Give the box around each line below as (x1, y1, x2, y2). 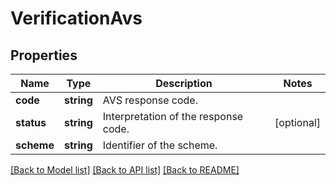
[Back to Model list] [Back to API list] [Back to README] (10, 164, 240, 176)
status (15, 116, 47, 129)
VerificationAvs (10, 7, 143, 30)
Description (155, 77, 213, 90)
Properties (10, 47, 78, 64)
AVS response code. (102, 93, 198, 107)
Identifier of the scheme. (102, 138, 218, 152)
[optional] (274, 116, 321, 129)
